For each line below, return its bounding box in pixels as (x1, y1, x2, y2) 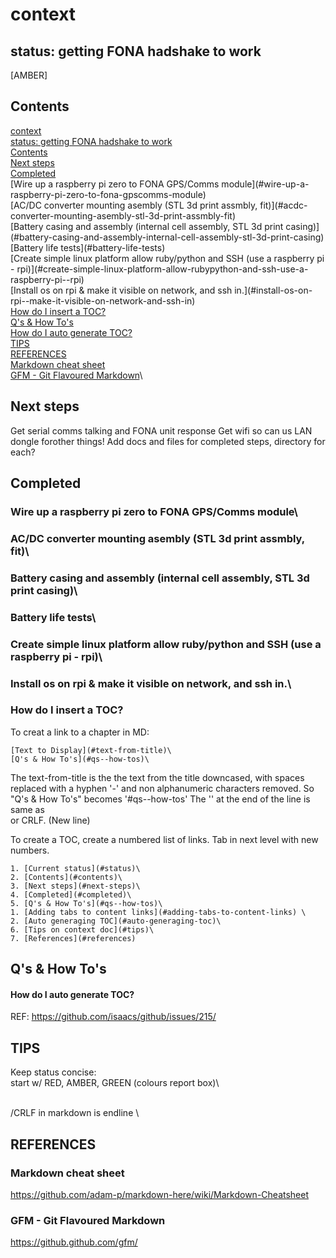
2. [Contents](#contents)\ (10, 872, 123, 882)
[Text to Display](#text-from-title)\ (10, 745, 172, 755)
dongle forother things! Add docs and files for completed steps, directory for (10, 435, 326, 447)
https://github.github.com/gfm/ (10, 1236, 138, 1248)
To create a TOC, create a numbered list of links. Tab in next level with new (10, 833, 319, 845)
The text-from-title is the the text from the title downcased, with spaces (10, 771, 305, 783)
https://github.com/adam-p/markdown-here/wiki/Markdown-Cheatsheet (10, 1188, 310, 1200)
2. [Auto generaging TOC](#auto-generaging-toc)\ (10, 916, 222, 926)
